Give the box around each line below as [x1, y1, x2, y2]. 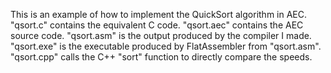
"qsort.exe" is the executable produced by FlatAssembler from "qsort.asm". [10, 40, 322, 52]
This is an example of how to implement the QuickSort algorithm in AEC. [10, 9, 308, 20]
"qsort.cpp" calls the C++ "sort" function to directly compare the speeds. [10, 51, 313, 63]
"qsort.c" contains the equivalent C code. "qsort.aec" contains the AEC [10, 19, 304, 31]
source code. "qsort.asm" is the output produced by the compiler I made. [10, 30, 312, 41]
